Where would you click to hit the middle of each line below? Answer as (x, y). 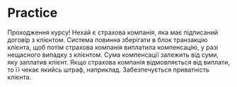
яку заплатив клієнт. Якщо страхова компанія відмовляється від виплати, (119, 62)
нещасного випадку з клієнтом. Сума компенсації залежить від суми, (113, 55)
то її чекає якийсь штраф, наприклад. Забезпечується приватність (109, 69)
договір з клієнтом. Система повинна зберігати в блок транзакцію (108, 39)
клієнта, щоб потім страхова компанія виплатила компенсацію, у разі (113, 47)
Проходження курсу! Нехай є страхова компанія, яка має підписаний (113, 32)
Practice (33, 13)
